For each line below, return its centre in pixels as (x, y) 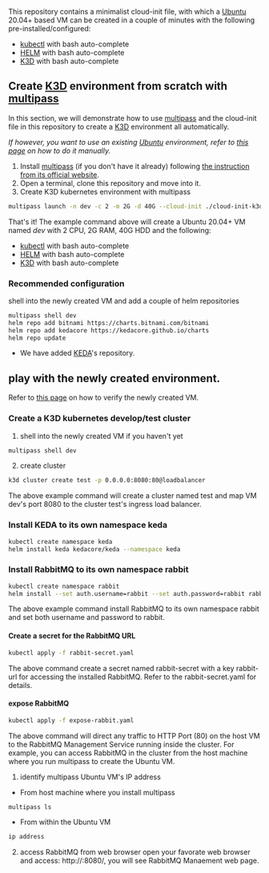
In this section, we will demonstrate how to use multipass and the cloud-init (132, 118)
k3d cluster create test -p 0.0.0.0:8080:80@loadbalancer (107, 481)
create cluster (43, 466)
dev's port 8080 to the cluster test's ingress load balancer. (105, 505)
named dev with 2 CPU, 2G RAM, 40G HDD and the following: (110, 230)
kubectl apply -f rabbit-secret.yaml (71, 653)
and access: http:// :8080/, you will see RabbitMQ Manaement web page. (139, 861)
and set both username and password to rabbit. (87, 618)
